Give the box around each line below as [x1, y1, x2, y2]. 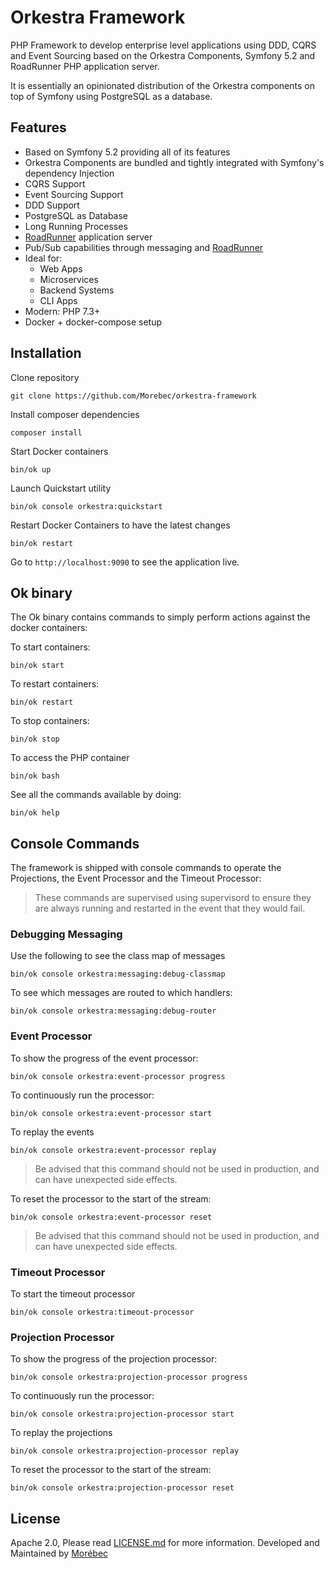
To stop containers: [10, 715, 90, 727]
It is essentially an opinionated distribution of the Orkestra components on [10, 79, 315, 91]
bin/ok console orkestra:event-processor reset [10, 1212, 213, 1222]
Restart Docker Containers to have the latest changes [10, 519, 231, 531]
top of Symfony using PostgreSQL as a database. [10, 90, 213, 102]
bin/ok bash [10, 771, 60, 781]
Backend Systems [39, 284, 115, 296]
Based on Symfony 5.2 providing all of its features [24, 146, 231, 158]
